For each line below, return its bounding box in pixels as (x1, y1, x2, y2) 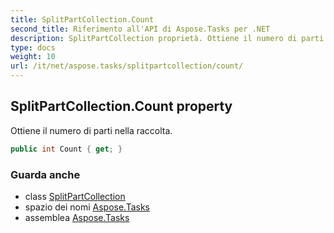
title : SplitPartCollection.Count (10, 14, 155, 25)
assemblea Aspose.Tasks (24, 211, 130, 223)
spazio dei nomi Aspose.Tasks (24, 201, 150, 213)
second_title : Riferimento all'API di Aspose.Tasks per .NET (10, 24, 271, 34)
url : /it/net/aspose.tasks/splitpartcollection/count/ (10, 61, 244, 71)
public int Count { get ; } (10, 144, 123, 154)
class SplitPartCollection (24, 190, 126, 202)
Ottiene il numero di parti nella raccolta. (10, 124, 173, 136)
